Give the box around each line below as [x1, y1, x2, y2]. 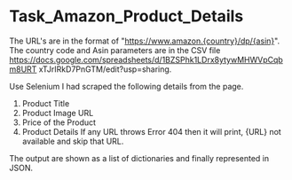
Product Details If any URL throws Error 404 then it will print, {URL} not [21, 126, 281, 137]
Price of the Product [21, 117, 96, 128]
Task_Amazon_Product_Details [9, 6, 244, 27]
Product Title [21, 98, 70, 108]
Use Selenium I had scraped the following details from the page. [9, 81, 244, 91]
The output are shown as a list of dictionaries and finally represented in [9, 153, 270, 163]
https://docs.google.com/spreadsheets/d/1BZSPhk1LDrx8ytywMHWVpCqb [9, 54, 284, 65]
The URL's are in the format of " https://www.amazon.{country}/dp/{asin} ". [9, 35, 280, 46]
